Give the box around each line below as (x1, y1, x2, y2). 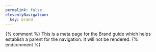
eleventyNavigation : (5, 12, 49, 17)
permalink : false (5, 7, 42, 13)
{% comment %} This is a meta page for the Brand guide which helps (5, 31, 151, 37)
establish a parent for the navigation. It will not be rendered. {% (5, 36, 139, 42)
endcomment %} (5, 42, 41, 48)
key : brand (10, 17, 33, 22)
